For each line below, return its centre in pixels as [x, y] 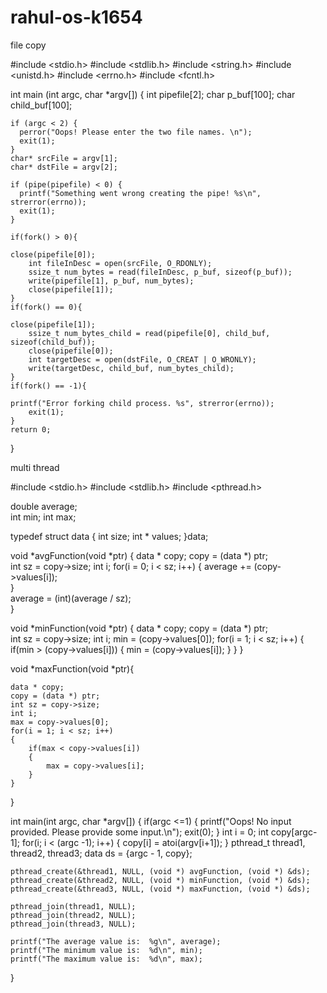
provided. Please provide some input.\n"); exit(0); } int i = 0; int [139, 832]
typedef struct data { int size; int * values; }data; [109, 536]
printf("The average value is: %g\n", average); [116, 941]
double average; [44, 506]
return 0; [31, 429]
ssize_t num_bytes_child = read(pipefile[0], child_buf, [149, 333]
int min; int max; [43, 517]
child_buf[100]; [41, 105]
